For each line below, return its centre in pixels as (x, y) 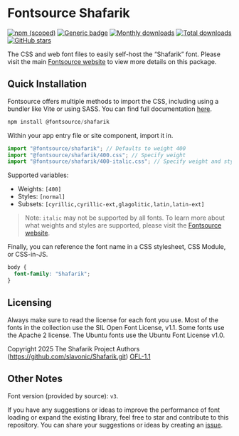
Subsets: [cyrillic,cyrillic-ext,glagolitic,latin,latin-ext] (111, 204)
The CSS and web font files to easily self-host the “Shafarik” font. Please (114, 54)
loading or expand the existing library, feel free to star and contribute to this (118, 417)
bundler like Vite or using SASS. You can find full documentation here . (110, 109)
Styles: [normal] (41, 196)
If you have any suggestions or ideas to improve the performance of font (114, 410)
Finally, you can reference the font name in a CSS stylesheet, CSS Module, (117, 247)
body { (17, 267)
